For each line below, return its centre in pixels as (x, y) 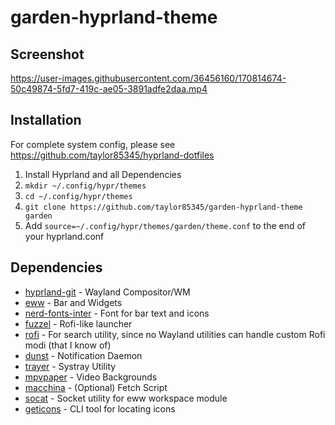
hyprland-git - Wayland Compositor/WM (107, 292)
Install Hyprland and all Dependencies (103, 174)
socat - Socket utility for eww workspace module (126, 398)
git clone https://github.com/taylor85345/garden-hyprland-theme (163, 207)
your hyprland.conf (64, 236)
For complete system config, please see (93, 144)
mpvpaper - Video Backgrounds (91, 377)
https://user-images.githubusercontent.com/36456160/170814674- (148, 78)
